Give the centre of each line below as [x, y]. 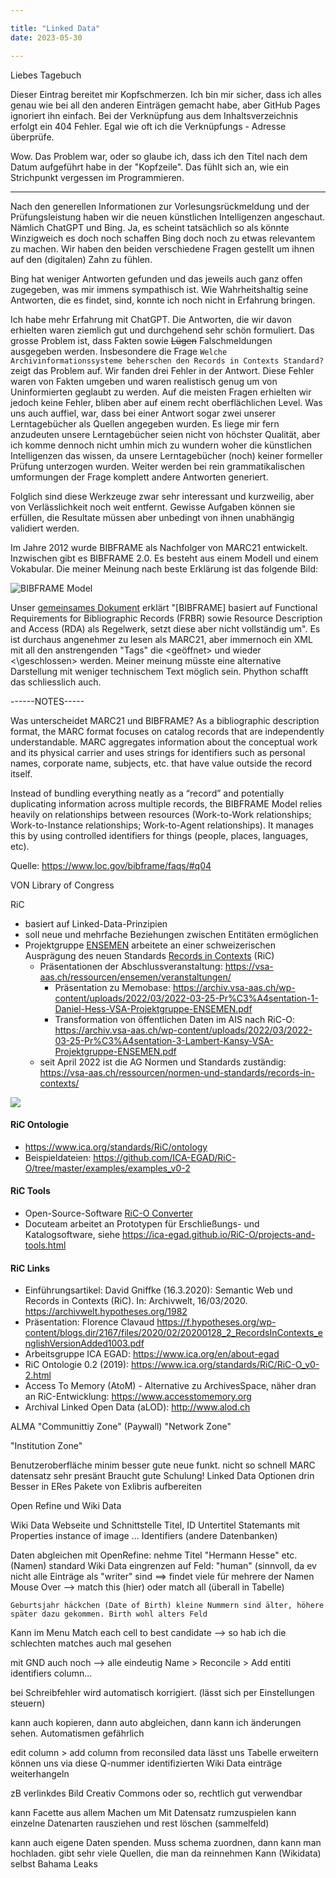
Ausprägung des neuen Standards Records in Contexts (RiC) [149, 955]
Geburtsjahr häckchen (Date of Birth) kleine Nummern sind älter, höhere [167, 1606]
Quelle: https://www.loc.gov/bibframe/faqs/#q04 [111, 865]
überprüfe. [32, 137]
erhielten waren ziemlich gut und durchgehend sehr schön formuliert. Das [162, 330]
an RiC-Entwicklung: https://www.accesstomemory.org [138, 1397]
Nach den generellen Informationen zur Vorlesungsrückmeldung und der [160, 206]
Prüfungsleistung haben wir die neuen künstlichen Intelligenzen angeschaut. [168, 217]
